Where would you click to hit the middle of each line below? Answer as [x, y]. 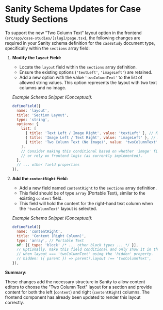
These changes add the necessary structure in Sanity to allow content [75, 282]
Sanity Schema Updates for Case [73, 9]
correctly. [15, 302]
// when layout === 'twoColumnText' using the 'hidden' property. [85, 254]
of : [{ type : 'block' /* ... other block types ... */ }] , [78, 245]
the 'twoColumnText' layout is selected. [58, 209]
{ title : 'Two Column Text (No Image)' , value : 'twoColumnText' [91, 142]
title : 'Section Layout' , [43, 115]
